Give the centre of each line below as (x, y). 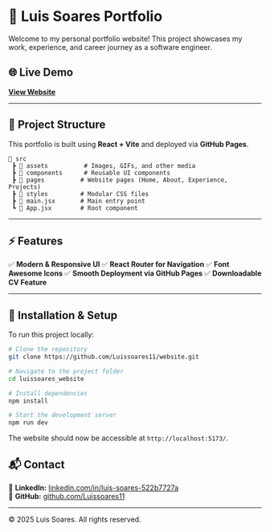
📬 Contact (37, 464)
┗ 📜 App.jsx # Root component (75, 208)
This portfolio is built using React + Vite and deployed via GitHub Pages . (129, 144)
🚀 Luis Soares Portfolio (86, 16)
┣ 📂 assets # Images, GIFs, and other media (104, 166)
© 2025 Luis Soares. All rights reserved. (75, 519)
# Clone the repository (48, 350)
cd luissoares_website (46, 379)
